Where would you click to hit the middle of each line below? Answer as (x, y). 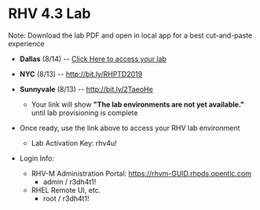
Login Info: (37, 158)
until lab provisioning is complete (84, 112)
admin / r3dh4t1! (70, 182)
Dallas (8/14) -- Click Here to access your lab (93, 59)
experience (26, 43)
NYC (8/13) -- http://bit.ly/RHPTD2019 (81, 74)
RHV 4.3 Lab (49, 14)
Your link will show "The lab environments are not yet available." (138, 104)
